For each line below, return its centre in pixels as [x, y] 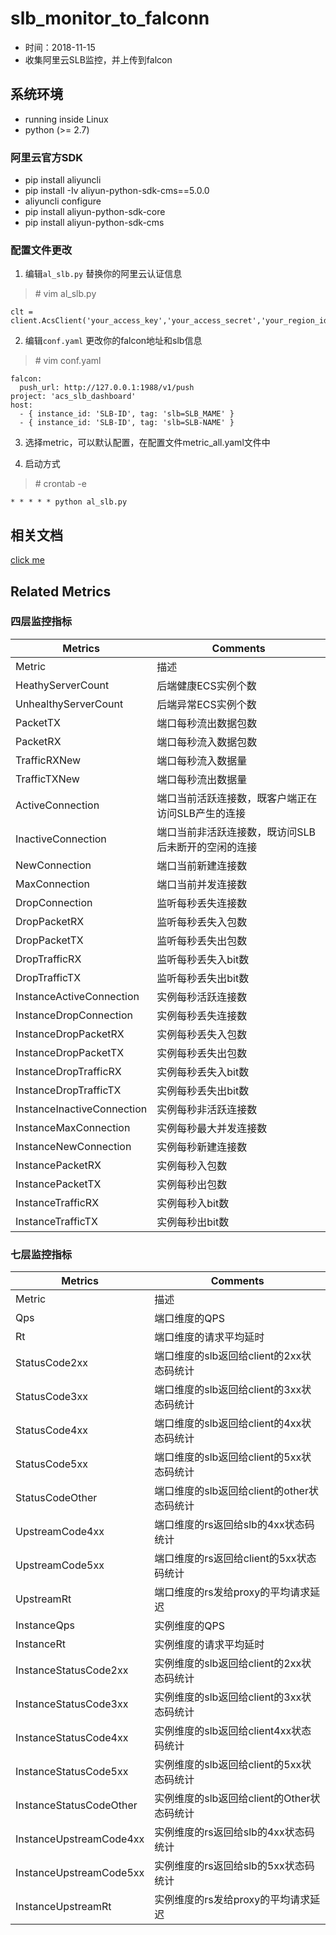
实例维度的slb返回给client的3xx [228, 1697]
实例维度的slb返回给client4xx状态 [233, 1731]
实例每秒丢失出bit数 [203, 1090]
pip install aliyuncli [63, 180]
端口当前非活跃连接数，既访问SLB [236, 832]
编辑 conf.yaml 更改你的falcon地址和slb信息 [113, 341]
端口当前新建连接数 [202, 865]
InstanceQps [45, 1625]
